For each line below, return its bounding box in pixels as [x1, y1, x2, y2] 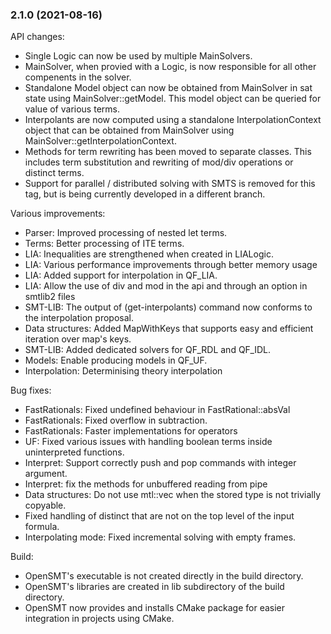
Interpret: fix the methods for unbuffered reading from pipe [24, 478, 268, 490]
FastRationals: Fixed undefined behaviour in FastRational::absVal [24, 404, 291, 416]
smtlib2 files [24, 291, 76, 303]
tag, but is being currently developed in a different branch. [24, 188, 266, 200]
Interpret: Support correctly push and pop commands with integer [24, 457, 297, 469]
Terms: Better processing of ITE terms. [24, 238, 185, 250]
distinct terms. [24, 167, 85, 179]
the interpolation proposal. [24, 312, 134, 324]
